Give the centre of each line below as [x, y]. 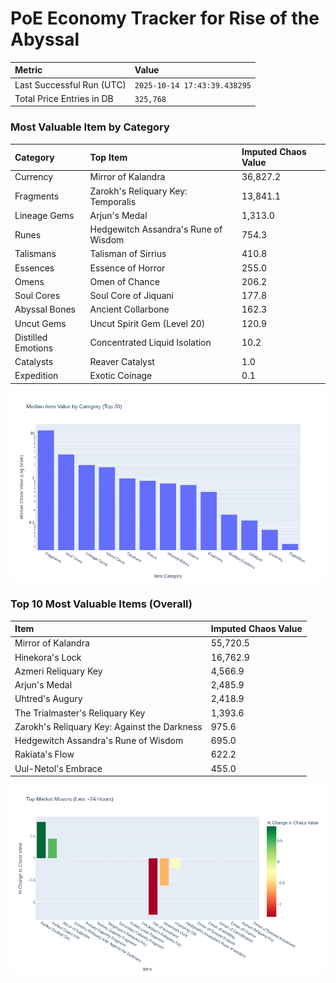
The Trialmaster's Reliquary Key [80, 713]
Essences [34, 268]
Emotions [34, 348]
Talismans [35, 254]
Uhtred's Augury [48, 699]
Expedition [36, 376]
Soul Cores [37, 296]
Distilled [31, 337]
